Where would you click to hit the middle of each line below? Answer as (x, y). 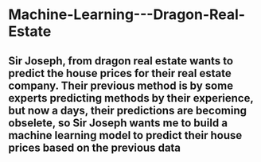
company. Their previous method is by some (121, 85)
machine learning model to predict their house (125, 135)
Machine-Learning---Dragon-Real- (127, 15)
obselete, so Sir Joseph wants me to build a (118, 123)
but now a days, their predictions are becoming (128, 110)
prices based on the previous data (95, 147)
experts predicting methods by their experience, (131, 98)
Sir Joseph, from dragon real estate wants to (121, 61)
